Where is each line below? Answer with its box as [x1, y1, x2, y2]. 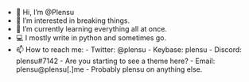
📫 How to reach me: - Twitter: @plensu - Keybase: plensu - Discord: [15, 45, 243, 54]
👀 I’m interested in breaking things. [15, 16, 130, 25]
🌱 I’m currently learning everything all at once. [15, 24, 167, 33]
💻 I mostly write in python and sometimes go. [15, 33, 167, 43]
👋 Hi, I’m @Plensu [15, 8, 74, 17]
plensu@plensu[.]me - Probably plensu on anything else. [15, 65, 203, 74]
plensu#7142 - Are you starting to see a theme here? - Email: [15, 56, 216, 65]
